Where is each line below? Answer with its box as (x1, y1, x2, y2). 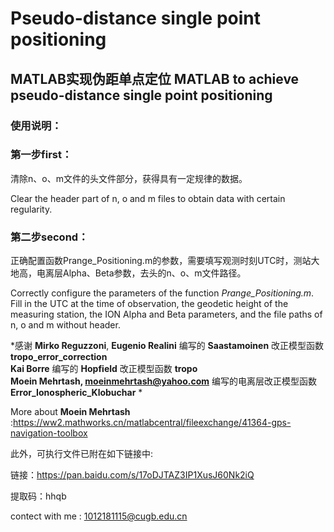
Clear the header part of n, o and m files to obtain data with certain (10, 192, 286, 204)
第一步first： (10, 148, 73, 162)
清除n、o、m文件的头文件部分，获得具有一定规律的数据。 (10, 172, 248, 184)
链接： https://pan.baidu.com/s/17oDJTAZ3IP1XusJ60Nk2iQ (10, 469, 255, 481)
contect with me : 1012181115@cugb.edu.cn (10, 510, 188, 522)
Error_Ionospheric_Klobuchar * (10, 387, 143, 399)
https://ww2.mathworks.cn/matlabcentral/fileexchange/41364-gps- (13, 417, 292, 429)
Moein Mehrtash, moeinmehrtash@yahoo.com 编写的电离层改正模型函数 (10, 375, 317, 387)
